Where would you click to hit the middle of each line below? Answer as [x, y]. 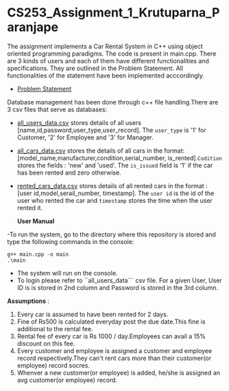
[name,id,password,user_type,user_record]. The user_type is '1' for [112, 130]
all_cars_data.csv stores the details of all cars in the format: [101, 150]
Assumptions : [28, 301]
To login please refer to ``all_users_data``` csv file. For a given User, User [120, 280]
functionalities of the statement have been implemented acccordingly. [106, 75]
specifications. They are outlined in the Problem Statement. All [95, 68]
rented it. [30, 208]
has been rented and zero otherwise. [69, 172]
